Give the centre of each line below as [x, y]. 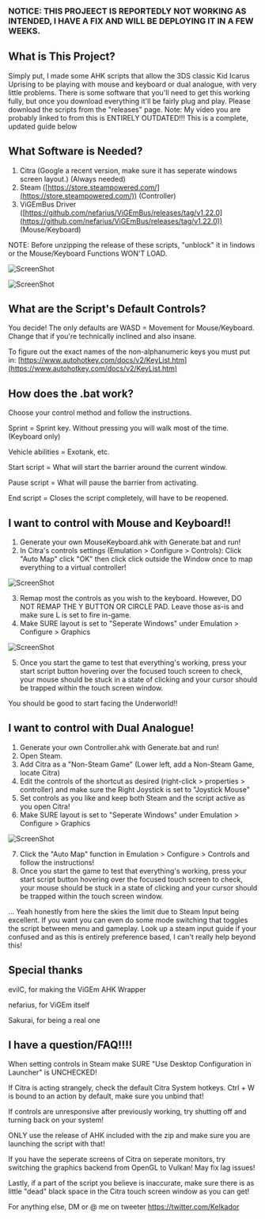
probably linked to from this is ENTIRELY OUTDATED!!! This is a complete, [129, 117]
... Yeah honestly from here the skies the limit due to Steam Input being [124, 911]
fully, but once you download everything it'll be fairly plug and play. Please [129, 101]
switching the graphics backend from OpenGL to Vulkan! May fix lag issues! [132, 1167]
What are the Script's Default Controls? [107, 308]
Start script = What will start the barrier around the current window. [118, 467]
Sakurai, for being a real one [54, 1020]
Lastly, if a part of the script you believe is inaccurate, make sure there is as [131, 1183]
